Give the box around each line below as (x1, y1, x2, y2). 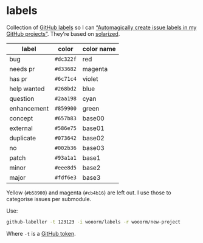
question (9, 94, 35, 103)
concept (9, 114, 33, 122)
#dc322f (54, 55, 77, 63)
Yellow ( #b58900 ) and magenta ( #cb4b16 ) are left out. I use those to (6, 189, 171, 196)
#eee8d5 (54, 164, 77, 171)
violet (82, 74, 98, 83)
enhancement (9, 104, 49, 112)
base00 (82, 114, 105, 122)
